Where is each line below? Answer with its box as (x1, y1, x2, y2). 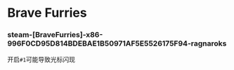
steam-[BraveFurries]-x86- (7, 30, 103, 40)
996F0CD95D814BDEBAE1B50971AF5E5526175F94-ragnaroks (7, 38, 227, 48)
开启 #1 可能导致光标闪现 (7, 55, 76, 64)
